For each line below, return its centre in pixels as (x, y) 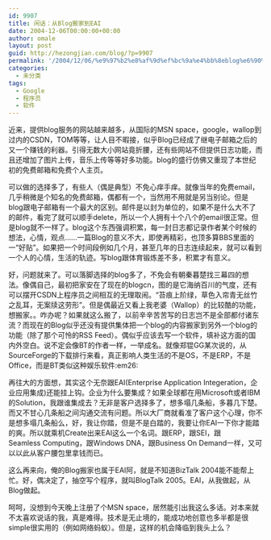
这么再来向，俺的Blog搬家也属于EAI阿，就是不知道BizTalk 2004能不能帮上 (131, 470)
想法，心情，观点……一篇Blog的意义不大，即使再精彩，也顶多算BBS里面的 (131, 238)
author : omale (32, 38)
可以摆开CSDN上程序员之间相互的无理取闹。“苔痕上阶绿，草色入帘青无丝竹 (133, 295)
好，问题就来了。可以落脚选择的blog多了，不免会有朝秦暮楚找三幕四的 (125, 275)
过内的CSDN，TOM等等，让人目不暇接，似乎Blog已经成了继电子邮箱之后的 (133, 140)
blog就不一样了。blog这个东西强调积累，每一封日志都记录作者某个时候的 (135, 227)
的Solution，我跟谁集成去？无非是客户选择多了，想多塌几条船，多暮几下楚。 (135, 403)
